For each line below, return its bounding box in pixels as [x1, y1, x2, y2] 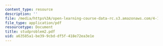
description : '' [5, 11, 38, 16]
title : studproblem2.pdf [5, 29, 55, 34]
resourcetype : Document [5, 25, 53, 30]
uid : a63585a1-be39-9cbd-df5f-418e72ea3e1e [5, 34, 95, 39]
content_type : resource [5, 7, 53, 12]
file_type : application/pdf [5, 20, 62, 25]
